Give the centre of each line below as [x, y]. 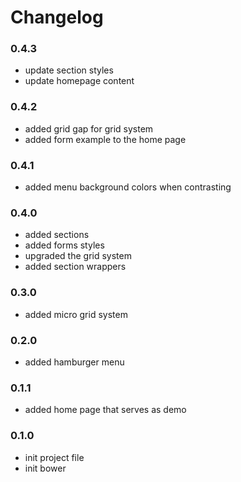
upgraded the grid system [78, 256]
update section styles [69, 70]
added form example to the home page [105, 139]
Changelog [57, 17]
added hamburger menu [74, 362]
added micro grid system [76, 314]
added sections [57, 235]
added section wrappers [75, 267]
